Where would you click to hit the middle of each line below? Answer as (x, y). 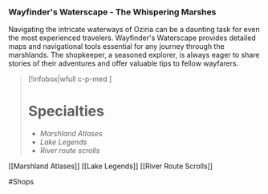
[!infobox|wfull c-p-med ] (70, 79)
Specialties (66, 111)
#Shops (21, 182)
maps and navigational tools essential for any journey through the (116, 46)
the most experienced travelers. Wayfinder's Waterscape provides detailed (132, 38)
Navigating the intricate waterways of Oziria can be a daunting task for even (134, 30)
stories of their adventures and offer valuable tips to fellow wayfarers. (124, 63)
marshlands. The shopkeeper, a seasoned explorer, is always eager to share (134, 55)
